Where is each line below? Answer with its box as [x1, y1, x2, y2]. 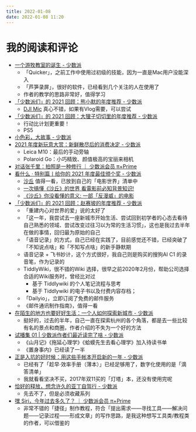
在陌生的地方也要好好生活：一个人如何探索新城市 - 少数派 [14, 309, 154, 317]
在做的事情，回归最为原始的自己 [23, 229, 101, 236]
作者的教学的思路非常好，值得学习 [23, 91, 106, 98]
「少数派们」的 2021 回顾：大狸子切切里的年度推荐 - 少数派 [14, 113, 158, 120]
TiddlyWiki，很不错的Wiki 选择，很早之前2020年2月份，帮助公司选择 [23, 266, 190, 273]
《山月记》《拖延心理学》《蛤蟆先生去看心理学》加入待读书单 [23, 339, 167, 346]
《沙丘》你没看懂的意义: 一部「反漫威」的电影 [23, 192, 135, 199]
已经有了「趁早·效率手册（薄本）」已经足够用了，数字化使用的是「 [23, 361, 181, 368]
